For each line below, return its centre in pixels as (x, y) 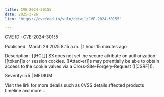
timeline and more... (25, 91)
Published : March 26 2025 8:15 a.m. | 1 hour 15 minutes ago (66, 47)
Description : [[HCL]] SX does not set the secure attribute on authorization (80, 56)
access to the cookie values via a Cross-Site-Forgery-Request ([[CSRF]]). (80, 66)
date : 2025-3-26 (22, 14)
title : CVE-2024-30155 (28, 10)
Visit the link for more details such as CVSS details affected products (75, 85)
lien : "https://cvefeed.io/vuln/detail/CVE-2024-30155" (63, 19)
